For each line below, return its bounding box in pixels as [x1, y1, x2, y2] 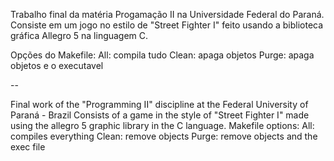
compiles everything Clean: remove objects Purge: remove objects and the [10, 130, 318, 142]
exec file [10, 141, 46, 153]
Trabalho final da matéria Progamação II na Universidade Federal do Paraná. [10, 9, 325, 20]
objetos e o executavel [10, 60, 104, 71]
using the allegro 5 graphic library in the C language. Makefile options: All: [10, 120, 315, 131]
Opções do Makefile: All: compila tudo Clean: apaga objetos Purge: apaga [10, 49, 315, 61]
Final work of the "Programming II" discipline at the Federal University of [10, 99, 309, 110]
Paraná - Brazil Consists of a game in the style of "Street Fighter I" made [10, 109, 310, 121]
